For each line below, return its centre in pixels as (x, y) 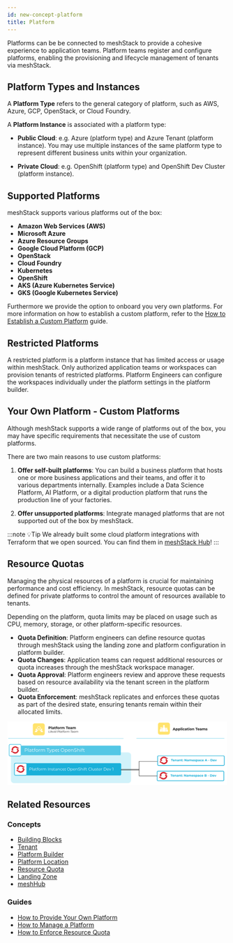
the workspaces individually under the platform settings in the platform (109, 382)
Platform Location (43, 862)
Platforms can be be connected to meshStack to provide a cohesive (105, 43)
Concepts (24, 824)
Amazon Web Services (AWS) (61, 226)
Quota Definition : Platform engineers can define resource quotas (111, 638)
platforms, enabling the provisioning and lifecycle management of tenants (113, 58)
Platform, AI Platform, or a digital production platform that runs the (112, 492)
